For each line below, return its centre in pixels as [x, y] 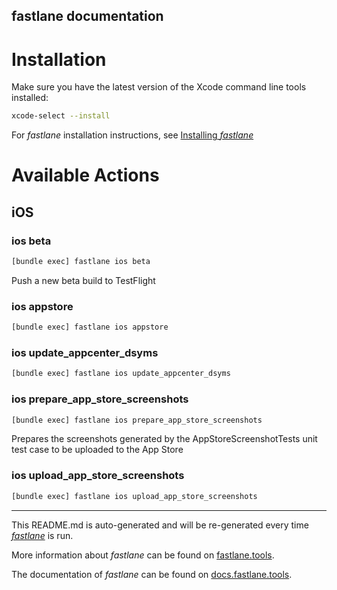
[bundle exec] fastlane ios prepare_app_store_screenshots [137, 420]
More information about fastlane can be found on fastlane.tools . [143, 555]
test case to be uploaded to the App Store [97, 450]
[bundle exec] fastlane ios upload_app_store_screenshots [134, 496]
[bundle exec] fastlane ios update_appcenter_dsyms [121, 374]
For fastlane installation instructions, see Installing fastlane [132, 135]
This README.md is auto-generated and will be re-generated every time [160, 525]
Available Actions [85, 175]
